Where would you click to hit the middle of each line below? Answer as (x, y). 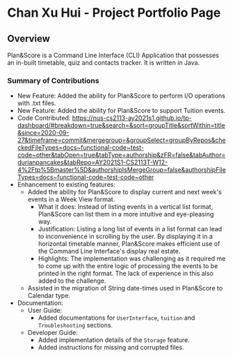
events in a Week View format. (71, 199)
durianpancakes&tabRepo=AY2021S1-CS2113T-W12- (93, 162)
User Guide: (45, 311)
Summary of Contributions (53, 80)
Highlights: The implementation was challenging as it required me (132, 258)
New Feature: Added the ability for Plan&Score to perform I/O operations (121, 96)
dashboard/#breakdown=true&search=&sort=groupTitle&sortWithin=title (121, 125)
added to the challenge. (72, 281)
